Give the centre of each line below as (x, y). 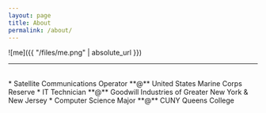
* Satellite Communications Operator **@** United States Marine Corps (125, 84)
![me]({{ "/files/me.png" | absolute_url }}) (75, 53)
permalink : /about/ (40, 30)
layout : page (30, 15)
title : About (30, 23)
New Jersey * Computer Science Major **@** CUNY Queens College (122, 100)
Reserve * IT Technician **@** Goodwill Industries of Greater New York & (128, 92)
